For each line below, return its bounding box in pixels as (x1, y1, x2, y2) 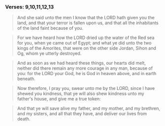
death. (17, 116, 31, 122)
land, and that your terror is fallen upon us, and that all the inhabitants (17, 20, 159, 26)
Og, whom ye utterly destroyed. (17, 50, 82, 56)
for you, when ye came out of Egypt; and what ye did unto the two (17, 40, 152, 46)
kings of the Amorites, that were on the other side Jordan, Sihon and (17, 45, 157, 51)
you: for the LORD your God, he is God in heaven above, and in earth (17, 71, 157, 77)
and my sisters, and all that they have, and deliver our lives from (17, 111, 147, 117)
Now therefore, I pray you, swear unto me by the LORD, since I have (17, 85, 155, 91)
